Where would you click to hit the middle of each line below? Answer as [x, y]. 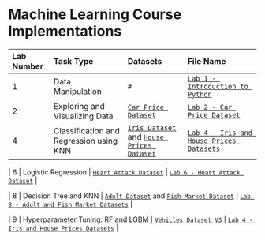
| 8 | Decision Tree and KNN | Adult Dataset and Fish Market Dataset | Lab [129, 196]
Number [28, 66]
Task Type [74, 61]
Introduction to [218, 86]
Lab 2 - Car [210, 107]
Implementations [65, 31]
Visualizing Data [84, 116]
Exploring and [79, 106]
